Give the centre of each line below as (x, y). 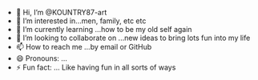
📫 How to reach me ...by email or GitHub (84, 47)
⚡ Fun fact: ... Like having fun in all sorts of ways (96, 67)
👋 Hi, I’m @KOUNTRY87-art (61, 12)
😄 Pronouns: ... (42, 58)
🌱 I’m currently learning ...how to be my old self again (104, 29)
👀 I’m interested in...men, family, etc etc (81, 21)
